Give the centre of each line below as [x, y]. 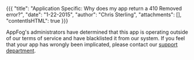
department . [21, 51]
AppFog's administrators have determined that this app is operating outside [97, 32]
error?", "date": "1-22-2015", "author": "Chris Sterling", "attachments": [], [94, 15]
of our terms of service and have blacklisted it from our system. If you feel [96, 38]
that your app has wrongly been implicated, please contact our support [92, 44]
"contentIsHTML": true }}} [37, 21]
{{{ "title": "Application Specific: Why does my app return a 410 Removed [94, 8]
